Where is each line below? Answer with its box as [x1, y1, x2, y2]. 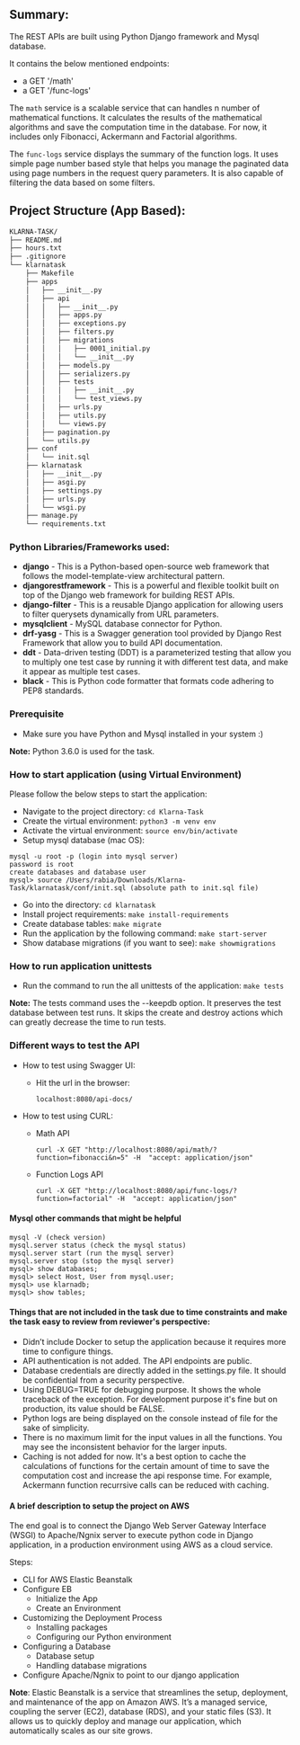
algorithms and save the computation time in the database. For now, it [9, 121, 268, 132]
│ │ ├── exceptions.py [25, 319, 127, 328]
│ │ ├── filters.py [25, 327, 115, 336]
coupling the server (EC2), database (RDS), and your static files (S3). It [9, 1706, 272, 1717]
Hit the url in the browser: [35, 1077, 130, 1088]
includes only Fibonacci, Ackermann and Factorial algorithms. [9, 130, 238, 142]
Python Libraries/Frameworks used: [9, 541, 171, 554]
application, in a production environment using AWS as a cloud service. [9, 1539, 274, 1550]
